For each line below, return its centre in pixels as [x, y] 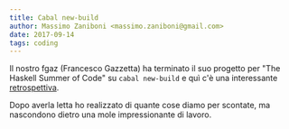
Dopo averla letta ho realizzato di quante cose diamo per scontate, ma [140, 106]
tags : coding [34, 43]
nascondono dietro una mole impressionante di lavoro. [111, 115]
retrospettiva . [34, 88]
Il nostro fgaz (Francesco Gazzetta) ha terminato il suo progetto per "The [145, 69]
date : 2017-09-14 [42, 34]
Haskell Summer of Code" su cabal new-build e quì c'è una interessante [144, 78]
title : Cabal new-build [54, 18]
